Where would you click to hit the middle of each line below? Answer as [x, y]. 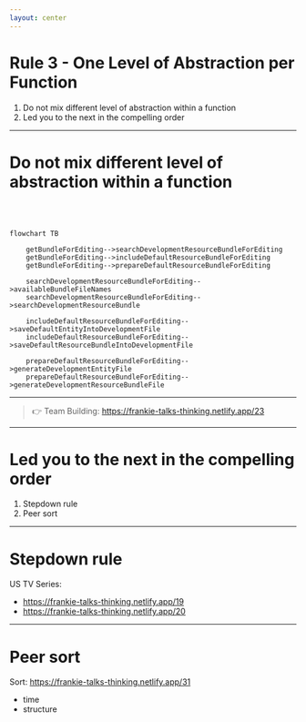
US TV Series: [36, 585]
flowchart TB [34, 233]
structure [40, 709]
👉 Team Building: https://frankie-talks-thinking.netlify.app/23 [148, 411]
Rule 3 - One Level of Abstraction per [152, 62]
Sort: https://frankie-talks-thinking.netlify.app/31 [100, 682]
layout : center [38, 18]
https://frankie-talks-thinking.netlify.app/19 [103, 602]
